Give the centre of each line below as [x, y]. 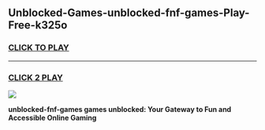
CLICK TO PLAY [39, 48]
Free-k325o [38, 26]
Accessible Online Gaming [52, 117]
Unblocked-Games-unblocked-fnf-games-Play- [129, 13]
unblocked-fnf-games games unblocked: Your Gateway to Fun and [120, 109]
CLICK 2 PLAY [35, 77]
